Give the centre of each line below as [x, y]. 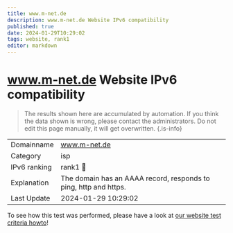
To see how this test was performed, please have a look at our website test [114, 215]
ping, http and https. [93, 187]
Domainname [32, 145]
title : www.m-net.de [37, 13]
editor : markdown [32, 46]
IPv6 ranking [31, 167]
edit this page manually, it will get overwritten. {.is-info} [103, 128]
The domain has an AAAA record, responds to [135, 178]
